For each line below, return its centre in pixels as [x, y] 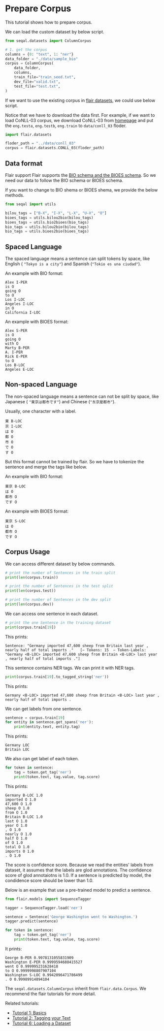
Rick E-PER [16, 357]
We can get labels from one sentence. [44, 709]
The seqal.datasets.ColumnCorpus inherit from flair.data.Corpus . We [76, 988]
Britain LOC [17, 750]
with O [12, 344]
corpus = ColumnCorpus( [30, 64]
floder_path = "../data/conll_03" [41, 143]
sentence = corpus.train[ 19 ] [35, 718]
